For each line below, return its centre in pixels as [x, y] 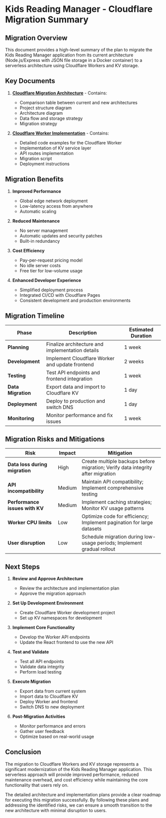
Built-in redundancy [40, 241]
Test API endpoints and [73, 373]
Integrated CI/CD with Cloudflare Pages [60, 295]
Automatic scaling [38, 211]
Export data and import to [76, 387]
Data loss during [27, 464]
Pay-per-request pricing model [51, 260]
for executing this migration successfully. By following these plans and [77, 800]
